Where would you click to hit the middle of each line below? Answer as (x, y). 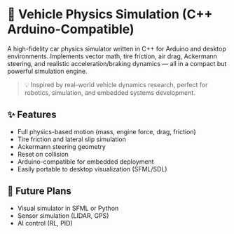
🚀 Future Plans (40, 191)
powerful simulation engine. (47, 71)
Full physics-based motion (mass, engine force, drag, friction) (106, 131)
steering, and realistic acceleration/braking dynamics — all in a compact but (117, 63)
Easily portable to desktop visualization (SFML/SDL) (92, 169)
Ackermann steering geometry (62, 146)
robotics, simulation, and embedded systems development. (110, 92)
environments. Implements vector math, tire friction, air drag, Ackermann (112, 56)
